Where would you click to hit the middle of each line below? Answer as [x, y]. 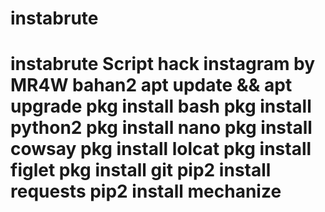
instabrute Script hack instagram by [163, 64]
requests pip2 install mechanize [146, 191]
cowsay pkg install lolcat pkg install [161, 149]
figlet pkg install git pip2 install [141, 170]
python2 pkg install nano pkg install [161, 128]
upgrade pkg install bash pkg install [161, 106]
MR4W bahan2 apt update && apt [151, 85]
